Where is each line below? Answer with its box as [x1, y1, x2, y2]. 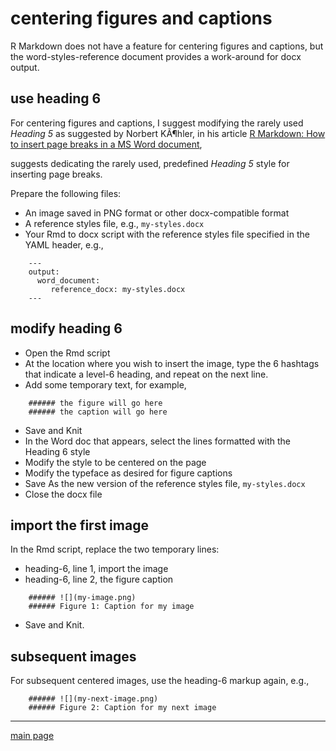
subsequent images [10, 648, 137, 665]
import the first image [10, 517, 149, 534]
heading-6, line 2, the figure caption [24, 573, 174, 586]
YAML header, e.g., [24, 238, 104, 251]
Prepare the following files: [10, 187, 122, 199]
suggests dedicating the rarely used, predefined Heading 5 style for [10, 157, 290, 169]
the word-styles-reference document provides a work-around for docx [10, 50, 302, 62]
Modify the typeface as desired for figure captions [24, 467, 233, 479]
